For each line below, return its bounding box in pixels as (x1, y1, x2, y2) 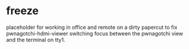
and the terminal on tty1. (6, 36, 65, 43)
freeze (6, 4, 39, 18)
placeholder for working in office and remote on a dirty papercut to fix (6, 24, 178, 31)
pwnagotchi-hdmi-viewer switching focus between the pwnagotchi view (6, 30, 183, 37)
